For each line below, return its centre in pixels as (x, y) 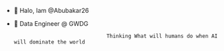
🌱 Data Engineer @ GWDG (51, 23)
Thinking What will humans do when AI (162, 36)
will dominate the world (49, 42)
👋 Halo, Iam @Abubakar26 (51, 11)
